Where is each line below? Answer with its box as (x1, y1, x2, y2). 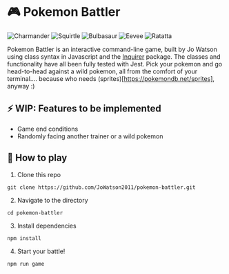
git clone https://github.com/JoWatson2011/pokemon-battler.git (7, 183, 196, 191)
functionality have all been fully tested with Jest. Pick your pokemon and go (7, 60, 223, 68)
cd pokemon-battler (7, 209, 63, 217)
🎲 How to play (7, 152, 68, 164)
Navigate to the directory (17, 196, 88, 204)
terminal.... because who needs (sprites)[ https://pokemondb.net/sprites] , (7, 74, 215, 82)
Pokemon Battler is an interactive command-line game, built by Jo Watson (7, 45, 217, 53)
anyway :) (7, 82, 35, 90)
